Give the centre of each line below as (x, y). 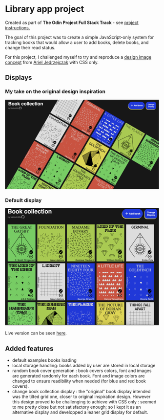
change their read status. (30, 47)
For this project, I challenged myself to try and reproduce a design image (78, 57)
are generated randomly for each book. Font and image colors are (78, 376)
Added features (29, 348)
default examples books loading (44, 360)
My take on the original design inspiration (55, 91)
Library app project (45, 9)
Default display (23, 200)
